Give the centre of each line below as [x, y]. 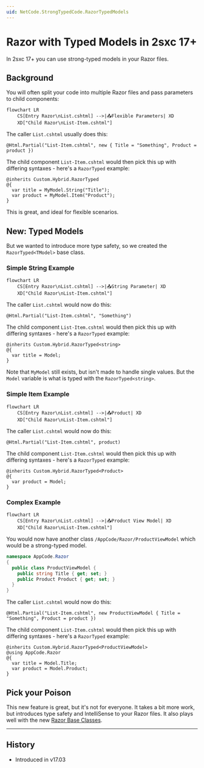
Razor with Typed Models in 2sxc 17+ [102, 42]
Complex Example [33, 502]
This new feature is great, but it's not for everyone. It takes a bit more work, [101, 707]
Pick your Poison [39, 692]
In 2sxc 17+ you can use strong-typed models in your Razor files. [87, 59]
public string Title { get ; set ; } [62, 574]
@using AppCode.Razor [34, 653]
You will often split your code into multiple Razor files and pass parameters [100, 92]
